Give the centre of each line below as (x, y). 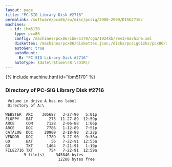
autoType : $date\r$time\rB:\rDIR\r (52, 62)
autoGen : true (29, 48)
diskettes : (26, 44)
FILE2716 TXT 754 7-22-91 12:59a (51, 150)
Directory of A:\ (26, 106)
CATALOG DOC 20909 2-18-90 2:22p (51, 132)
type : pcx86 (27, 34)
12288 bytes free (77, 159)
